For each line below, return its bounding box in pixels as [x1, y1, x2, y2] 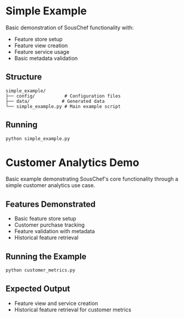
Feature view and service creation [14, 299, 99, 307]
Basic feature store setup [14, 215, 76, 222]
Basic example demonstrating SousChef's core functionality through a [5, 175, 179, 183]
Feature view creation [14, 42, 68, 49]
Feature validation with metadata [14, 228, 95, 235]
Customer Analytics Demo [5, 155, 140, 169]
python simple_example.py [5, 136, 70, 142]
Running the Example [5, 251, 87, 261]
